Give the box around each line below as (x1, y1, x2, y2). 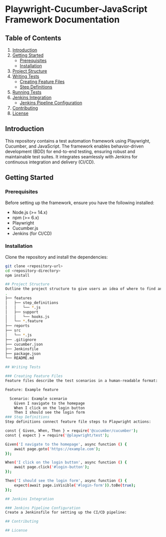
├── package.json (5, 351, 41, 356)
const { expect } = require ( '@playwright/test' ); (5, 433, 110, 438)
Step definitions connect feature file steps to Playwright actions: (5, 419, 152, 424)
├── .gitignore (5, 337, 37, 342)
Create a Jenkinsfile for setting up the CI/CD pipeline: (5, 510, 127, 515)
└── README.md (5, 356, 35, 361)
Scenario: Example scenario (9, 396, 68, 401)
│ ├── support (5, 309, 39, 314)
